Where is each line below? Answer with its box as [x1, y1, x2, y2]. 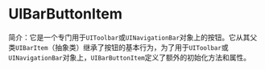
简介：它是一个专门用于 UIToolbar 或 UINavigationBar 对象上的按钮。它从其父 [8, 32, 258, 42]
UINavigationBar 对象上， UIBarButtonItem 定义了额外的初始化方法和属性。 [8, 52, 251, 62]
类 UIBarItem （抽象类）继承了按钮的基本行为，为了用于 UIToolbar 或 [8, 42, 229, 52]
